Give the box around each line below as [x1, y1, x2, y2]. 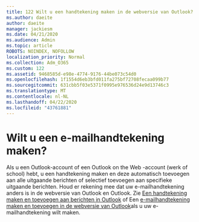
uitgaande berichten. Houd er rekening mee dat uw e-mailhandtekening [6, 183, 184, 190]
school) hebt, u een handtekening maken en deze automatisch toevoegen [6, 170, 189, 178]
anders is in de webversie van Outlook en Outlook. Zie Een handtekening [6, 189, 188, 197]
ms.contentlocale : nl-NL [6, 93, 69, 99]
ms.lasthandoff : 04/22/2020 [6, 99, 77, 105]
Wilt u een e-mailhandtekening [6, 131, 165, 144]
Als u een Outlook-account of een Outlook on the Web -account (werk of [6, 164, 188, 171]
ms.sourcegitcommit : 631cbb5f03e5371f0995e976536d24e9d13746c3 [6, 82, 169, 89]
